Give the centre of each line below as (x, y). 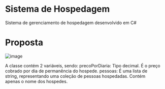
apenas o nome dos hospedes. (36, 81)
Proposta (24, 43)
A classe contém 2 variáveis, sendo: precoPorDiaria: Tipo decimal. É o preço (83, 65)
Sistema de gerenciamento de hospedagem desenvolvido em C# (71, 23)
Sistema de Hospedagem (57, 9)
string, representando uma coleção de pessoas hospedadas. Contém (75, 76)
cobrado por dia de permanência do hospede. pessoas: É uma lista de (76, 71)
